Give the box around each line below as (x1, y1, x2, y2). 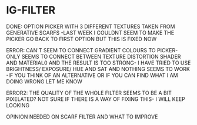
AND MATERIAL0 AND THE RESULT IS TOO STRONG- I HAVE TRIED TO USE (6, 59, 191, 66)
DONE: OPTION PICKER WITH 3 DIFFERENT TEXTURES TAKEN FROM (6, 23, 175, 30)
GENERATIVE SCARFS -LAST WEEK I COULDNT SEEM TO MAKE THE (6, 29, 175, 36)
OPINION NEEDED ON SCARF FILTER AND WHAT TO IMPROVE (6, 113, 158, 120)
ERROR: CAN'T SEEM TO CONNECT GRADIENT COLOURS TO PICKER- (6, 46, 178, 53)
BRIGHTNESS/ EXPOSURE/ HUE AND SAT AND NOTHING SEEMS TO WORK (6, 65, 190, 72)
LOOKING (6, 102, 30, 109)
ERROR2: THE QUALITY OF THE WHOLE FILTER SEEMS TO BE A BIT (6, 89, 172, 96)
